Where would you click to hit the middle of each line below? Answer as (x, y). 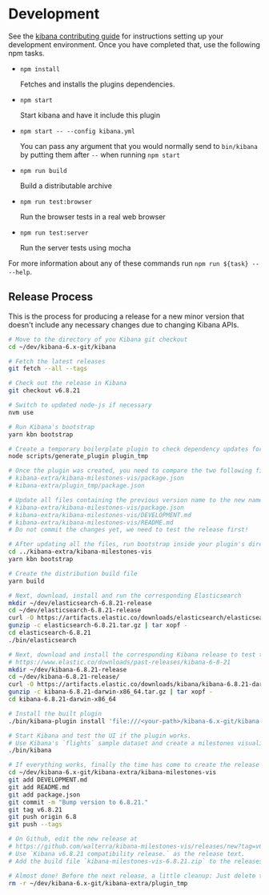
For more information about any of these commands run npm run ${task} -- (134, 263)
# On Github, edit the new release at (73, 839)
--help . (20, 271)
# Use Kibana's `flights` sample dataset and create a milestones (121, 743)
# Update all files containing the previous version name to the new (127, 500)
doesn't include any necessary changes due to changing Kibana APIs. (124, 324)
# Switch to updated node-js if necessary (80, 405)
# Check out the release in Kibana (68, 383)
